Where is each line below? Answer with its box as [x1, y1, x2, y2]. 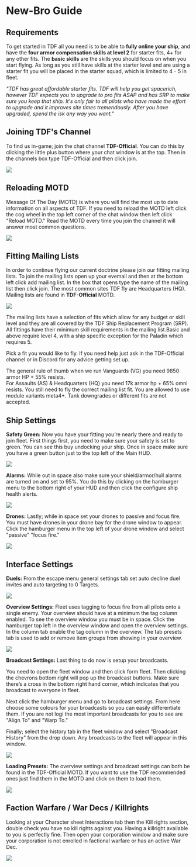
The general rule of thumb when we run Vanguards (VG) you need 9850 [6, 367, 180, 375]
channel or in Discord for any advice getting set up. [6, 356, 130, 363]
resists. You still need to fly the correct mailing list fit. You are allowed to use [6, 386, 190, 393]
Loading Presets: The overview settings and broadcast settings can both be [6, 763, 190, 770]
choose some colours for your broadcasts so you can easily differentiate [6, 704, 181, 711]
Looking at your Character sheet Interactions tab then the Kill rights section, [6, 818, 189, 825]
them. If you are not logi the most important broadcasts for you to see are [6, 710, 183, 717]
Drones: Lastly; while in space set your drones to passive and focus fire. [6, 513, 181, 520]
